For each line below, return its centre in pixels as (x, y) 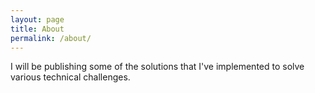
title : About (37, 29)
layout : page (37, 19)
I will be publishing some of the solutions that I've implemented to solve (157, 67)
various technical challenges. (70, 77)
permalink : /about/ (51, 38)
